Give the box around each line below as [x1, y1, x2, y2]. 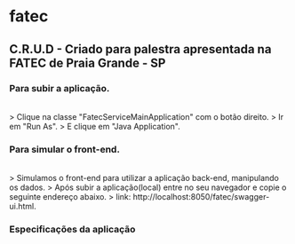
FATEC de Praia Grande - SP [9, 55, 166, 70]
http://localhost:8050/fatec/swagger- [132, 192, 270, 202]
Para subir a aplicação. [9, 82, 110, 94]
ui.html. [9, 201, 37, 212]
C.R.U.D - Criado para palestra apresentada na [9, 42, 272, 57]
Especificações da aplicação [9, 224, 136, 236]
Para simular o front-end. [9, 143, 120, 155]
